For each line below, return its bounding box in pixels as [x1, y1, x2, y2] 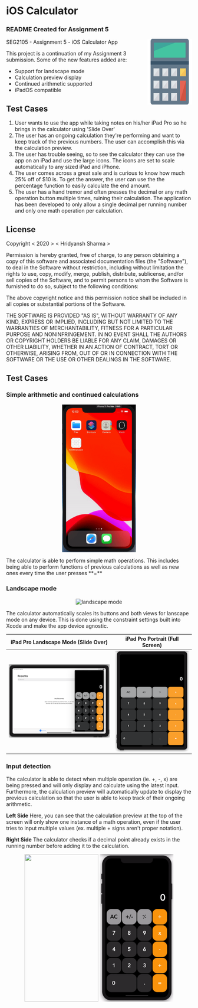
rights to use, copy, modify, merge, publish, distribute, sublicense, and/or [6, 270, 184, 278]
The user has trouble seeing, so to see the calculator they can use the [14, 151, 184, 158]
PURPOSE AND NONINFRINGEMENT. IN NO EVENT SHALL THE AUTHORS [6, 331, 187, 338]
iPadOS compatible [14, 87, 62, 94]
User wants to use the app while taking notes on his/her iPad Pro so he [14, 119, 187, 126]
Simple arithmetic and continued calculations [6, 391, 139, 399]
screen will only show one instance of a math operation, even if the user [6, 818, 181, 826]
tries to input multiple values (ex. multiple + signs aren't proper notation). [6, 825, 183, 832]
